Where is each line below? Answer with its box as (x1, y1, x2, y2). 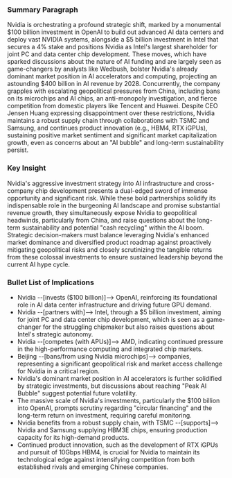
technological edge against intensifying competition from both (17, 455, 195, 463)
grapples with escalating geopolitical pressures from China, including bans (7, 87, 220, 95)
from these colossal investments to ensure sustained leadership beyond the (7, 253, 224, 261)
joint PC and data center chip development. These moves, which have (7, 50, 207, 58)
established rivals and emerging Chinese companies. (17, 463, 169, 471)
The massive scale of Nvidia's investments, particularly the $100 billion (17, 396, 220, 404)
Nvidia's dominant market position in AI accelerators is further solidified (17, 374, 222, 382)
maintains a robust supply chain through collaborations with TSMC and (7, 117, 210, 125)
